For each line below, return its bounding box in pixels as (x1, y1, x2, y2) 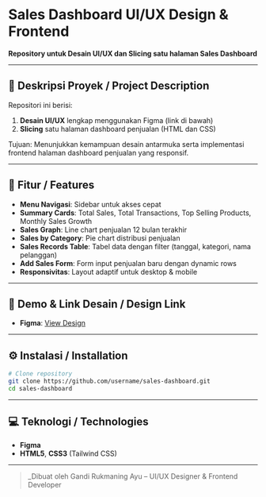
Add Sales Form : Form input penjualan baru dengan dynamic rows (19, 258, 237, 268)
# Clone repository (8, 370, 73, 378)
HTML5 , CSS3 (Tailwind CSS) (19, 449, 117, 458)
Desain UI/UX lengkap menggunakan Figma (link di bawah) (19, 115, 214, 125)
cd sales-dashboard (8, 384, 73, 392)
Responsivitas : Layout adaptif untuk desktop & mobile (19, 267, 198, 276)
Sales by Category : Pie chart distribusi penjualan (19, 233, 180, 243)
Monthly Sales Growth (19, 216, 93, 225)
